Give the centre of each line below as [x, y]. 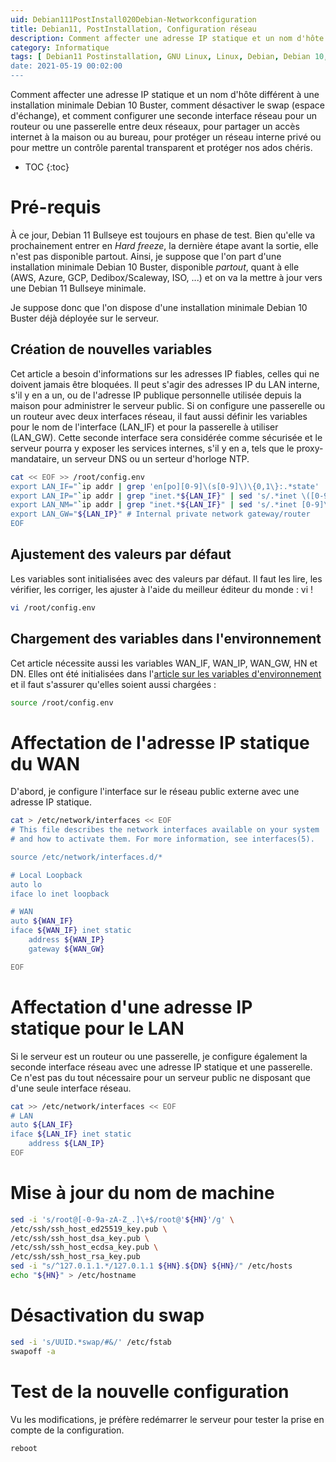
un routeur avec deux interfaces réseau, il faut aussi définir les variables [159, 416]
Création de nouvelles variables [111, 349]
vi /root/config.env [53, 607]
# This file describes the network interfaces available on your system [165, 830]
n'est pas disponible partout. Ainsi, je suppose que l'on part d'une [146, 256]
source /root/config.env [62, 702]
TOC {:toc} [47, 167]
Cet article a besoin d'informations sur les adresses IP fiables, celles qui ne [165, 373]
